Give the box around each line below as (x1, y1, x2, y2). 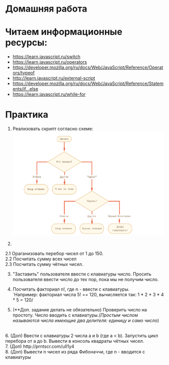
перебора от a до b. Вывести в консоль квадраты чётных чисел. (5, 338, 144, 344)
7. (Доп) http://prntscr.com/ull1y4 (5, 343, 75, 349)
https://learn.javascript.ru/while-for (12, 92, 86, 98)
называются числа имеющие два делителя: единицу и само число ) (12, 317, 159, 324)
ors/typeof (12, 70, 35, 76)
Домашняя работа (5, 3, 87, 15)
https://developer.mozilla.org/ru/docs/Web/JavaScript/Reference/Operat (12, 64, 163, 71)
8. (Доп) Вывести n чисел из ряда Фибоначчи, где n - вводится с (5, 349, 145, 355)
